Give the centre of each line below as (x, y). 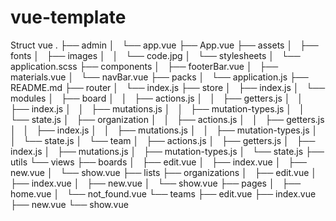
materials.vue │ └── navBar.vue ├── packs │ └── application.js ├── (159, 77)
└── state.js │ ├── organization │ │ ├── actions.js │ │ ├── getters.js (167, 119)
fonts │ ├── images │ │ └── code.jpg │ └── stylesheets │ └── (155, 55)
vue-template (68, 17)
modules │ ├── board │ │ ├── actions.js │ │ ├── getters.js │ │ (157, 98)
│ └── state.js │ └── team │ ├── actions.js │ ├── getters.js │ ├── (163, 140)
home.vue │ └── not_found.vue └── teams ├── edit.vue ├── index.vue (163, 193)
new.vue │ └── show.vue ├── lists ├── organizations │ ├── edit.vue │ (164, 172)
